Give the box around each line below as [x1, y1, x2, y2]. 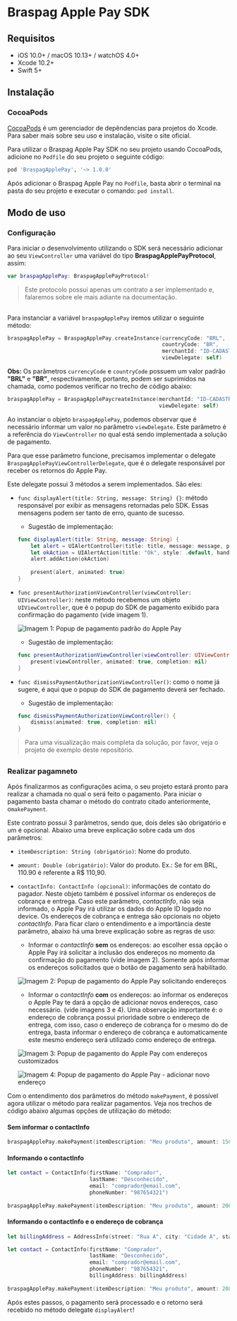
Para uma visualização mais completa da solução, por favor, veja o [24, 739, 219, 747]
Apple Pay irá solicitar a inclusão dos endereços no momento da [28, 948, 215, 957]
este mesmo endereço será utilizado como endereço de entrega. [28, 1035, 217, 1044]
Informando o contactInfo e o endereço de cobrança [7, 1217, 164, 1226]
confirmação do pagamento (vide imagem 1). [17, 610, 148, 618]
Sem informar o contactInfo [7, 1123, 90, 1131]
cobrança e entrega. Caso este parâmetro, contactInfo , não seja [17, 897, 205, 905]
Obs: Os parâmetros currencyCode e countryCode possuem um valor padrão [7, 367, 226, 376]
